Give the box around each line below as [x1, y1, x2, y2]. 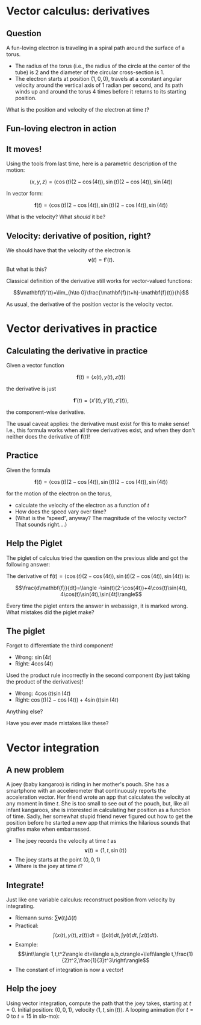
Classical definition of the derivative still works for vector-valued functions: [6, 278, 193, 285]
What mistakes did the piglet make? [6, 608, 94, 616]
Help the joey [6, 983, 57, 994]
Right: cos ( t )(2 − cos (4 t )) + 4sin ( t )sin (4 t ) [14, 696, 119, 703]
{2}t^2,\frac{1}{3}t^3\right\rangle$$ [61, 957, 150, 964]
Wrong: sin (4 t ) [14, 653, 52, 661]
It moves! [6, 144, 42, 154]
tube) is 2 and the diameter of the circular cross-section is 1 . [14, 69, 165, 76]
